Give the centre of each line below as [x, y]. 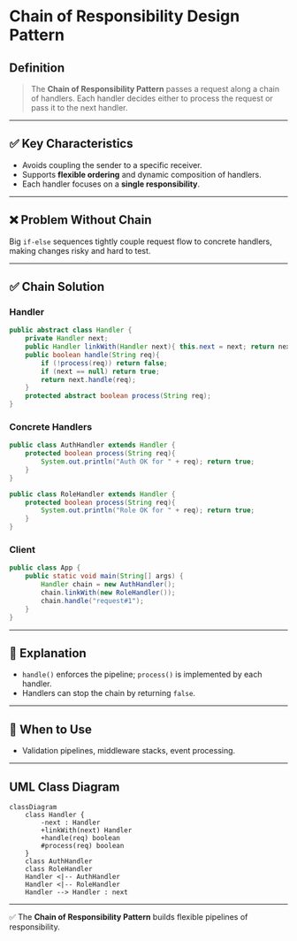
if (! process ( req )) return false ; [104, 363]
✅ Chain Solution [57, 287]
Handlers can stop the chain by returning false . [109, 693]
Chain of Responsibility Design [125, 16]
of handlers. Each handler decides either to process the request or [152, 98]
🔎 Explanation [48, 653]
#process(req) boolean [83, 845]
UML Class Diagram [65, 787]
